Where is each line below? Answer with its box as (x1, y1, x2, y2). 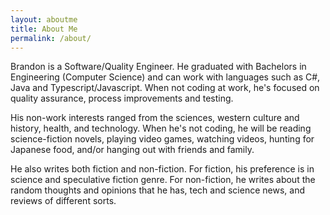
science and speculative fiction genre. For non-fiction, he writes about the (10, 174, 316, 186)
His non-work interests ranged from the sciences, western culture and (10, 112, 300, 124)
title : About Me (10, 24, 78, 34)
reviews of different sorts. (10, 195, 117, 207)
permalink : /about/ (10, 33, 92, 43)
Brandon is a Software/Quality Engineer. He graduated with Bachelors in (10, 61, 307, 73)
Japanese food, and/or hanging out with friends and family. (10, 144, 255, 156)
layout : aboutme (10, 14, 78, 25)
